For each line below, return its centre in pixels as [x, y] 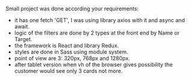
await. [22, 27]
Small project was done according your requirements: [72, 9]
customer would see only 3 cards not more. [68, 71]
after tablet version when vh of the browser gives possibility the [93, 64]
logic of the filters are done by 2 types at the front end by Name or [97, 33]
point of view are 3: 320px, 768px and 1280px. [72, 58]
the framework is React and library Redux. [67, 45]
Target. [23, 39]
